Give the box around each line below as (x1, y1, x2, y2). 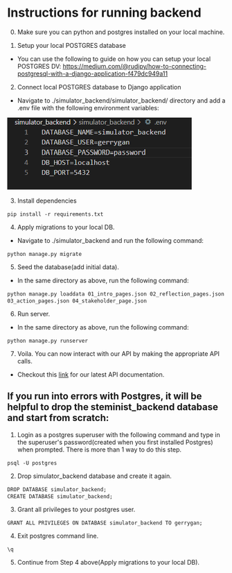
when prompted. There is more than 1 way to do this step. (17, 445, 182, 454)
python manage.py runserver (7, 337, 89, 344)
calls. (17, 357, 33, 365)
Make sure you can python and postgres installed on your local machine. (17, 28, 225, 36)
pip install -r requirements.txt (7, 210, 104, 218)
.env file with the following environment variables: (17, 103, 159, 112)
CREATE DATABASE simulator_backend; (7, 493, 113, 500)
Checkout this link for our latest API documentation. (17, 370, 165, 379)
